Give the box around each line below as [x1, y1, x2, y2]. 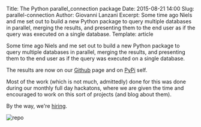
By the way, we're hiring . [6, 102, 68, 110]
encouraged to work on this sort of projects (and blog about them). [6, 91, 172, 98]
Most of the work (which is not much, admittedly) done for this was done [6, 78, 186, 85]
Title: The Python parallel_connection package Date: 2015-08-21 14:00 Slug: [6, 5, 194, 12]
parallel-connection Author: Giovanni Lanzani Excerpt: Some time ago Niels [6, 11, 193, 19]
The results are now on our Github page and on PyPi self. [6, 66, 148, 74]
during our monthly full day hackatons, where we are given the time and [6, 84, 184, 92]
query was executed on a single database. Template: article [6, 31, 154, 38]
